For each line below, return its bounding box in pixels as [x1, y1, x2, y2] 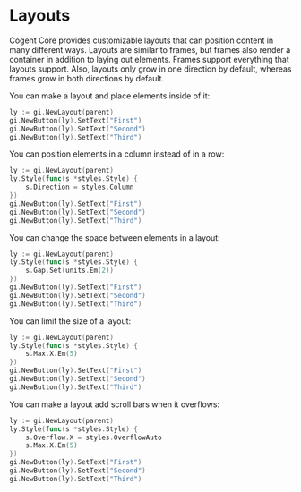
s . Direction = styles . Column [25, 182, 134, 192]
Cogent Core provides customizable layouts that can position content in [9, 35, 274, 46]
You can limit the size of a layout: [9, 315, 132, 327]
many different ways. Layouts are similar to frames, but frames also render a [9, 44, 291, 55]
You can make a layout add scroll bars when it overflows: [9, 399, 220, 410]
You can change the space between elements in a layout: [9, 232, 221, 242]
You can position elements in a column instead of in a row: [9, 148, 225, 159]
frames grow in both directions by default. [9, 72, 164, 83]
